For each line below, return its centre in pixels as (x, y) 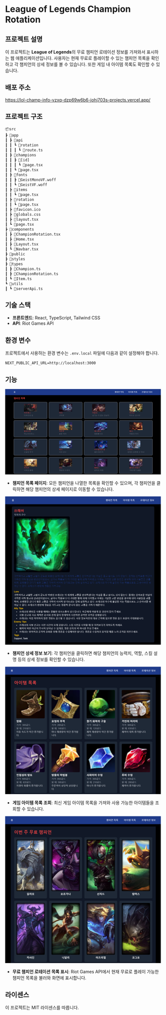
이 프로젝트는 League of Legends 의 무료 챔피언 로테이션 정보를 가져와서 (75, 52)
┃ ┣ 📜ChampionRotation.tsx (33, 234)
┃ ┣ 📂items (16, 190)
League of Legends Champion (68, 9)
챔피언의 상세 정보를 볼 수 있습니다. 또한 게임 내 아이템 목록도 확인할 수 (87, 64)
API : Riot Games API (33, 323)
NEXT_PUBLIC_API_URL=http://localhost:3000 (51, 363)
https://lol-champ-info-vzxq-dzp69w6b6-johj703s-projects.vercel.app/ (78, 100)
